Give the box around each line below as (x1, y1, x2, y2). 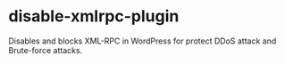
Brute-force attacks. (8, 44, 83, 55)
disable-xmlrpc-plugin (8, 6, 180, 27)
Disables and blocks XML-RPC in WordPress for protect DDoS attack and (8, 35, 277, 46)
